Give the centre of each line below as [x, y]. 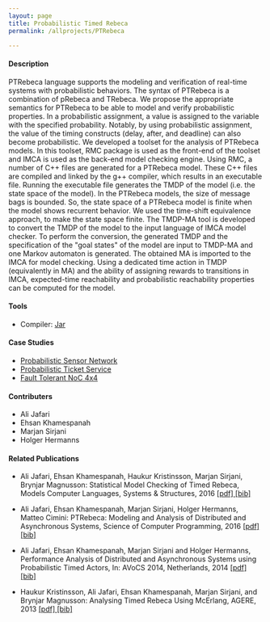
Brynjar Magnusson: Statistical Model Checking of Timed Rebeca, [130, 485]
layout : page [30, 16]
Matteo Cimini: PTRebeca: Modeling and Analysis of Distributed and [133, 518]
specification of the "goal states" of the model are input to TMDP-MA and [131, 245]
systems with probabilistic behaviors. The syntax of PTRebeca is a [119, 90]
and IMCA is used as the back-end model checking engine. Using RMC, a [131, 159]
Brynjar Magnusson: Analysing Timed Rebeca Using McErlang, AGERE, [138, 601]
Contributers [30, 396]
